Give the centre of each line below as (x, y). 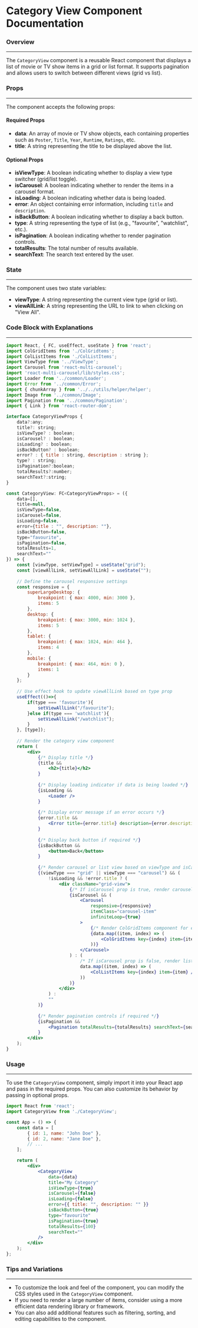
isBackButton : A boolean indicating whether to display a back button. (99, 217)
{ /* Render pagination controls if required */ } (98, 1016)
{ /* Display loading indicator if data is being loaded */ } (113, 785)
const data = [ (35, 1128)
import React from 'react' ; (41, 1106)
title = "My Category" (73, 1182)
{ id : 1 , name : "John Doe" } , (64, 1133)
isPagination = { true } (73, 1221)
